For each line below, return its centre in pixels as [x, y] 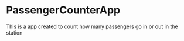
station [14, 32]
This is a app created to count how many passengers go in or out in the [92, 26]
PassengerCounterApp [63, 10]
